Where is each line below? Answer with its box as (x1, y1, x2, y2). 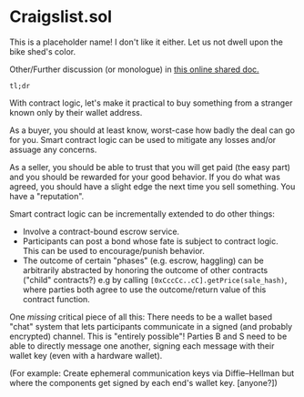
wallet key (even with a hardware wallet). (9, 350, 163, 361)
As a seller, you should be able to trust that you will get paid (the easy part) (9, 161, 291, 172)
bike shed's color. (9, 46, 76, 56)
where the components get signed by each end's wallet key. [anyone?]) (9, 377, 278, 388)
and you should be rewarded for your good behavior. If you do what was (9, 171, 280, 182)
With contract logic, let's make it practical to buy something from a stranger (9, 97, 293, 108)
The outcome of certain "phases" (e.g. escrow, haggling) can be (22, 255, 264, 266)
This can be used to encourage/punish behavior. (22, 245, 205, 256)
